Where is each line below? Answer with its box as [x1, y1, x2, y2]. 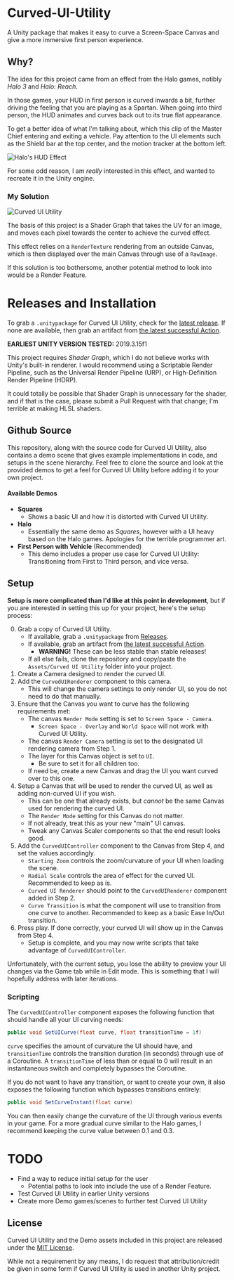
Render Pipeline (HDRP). [7, 375, 78, 384]
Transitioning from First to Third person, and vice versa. [27, 557, 189, 565]
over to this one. [27, 774, 75, 782]
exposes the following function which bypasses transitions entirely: [7, 1085, 202, 1094]
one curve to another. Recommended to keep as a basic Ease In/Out [27, 908, 225, 917]
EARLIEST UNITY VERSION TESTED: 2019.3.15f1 [7, 340, 147, 348]
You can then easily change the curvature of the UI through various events [7, 1111, 223, 1120]
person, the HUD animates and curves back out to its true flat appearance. [7, 110, 223, 119]
